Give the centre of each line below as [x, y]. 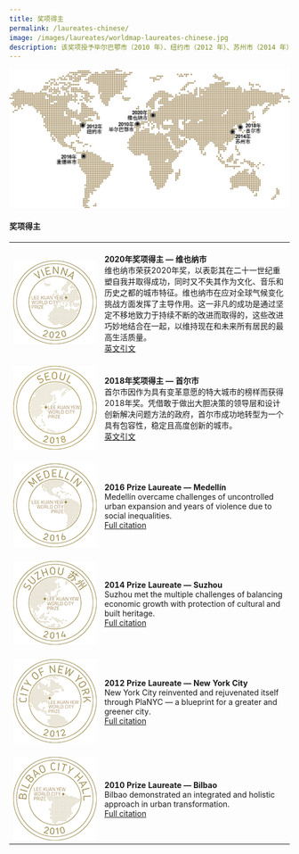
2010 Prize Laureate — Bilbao [161, 785]
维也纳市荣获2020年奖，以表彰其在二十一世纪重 [193, 270]
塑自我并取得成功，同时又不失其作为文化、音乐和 [194, 281]
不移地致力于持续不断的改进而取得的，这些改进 [198, 315]
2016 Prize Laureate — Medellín [166, 487]
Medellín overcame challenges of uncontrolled [189, 497]
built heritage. [130, 614]
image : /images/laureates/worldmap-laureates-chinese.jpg [119, 37]
